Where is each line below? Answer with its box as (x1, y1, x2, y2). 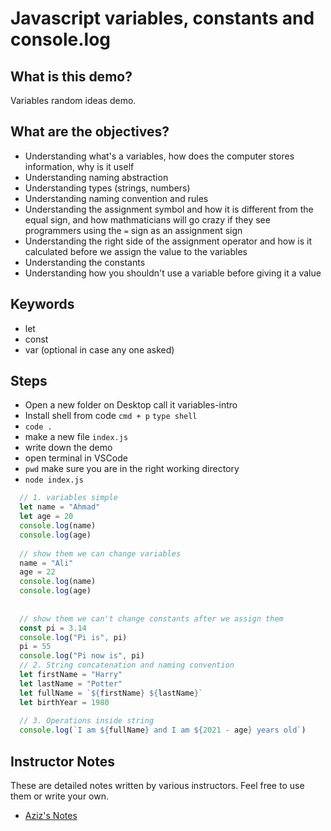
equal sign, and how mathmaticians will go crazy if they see (24, 213, 271, 226)
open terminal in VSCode (24, 452, 128, 464)
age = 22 (19, 567, 56, 577)
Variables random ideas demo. (10, 95, 137, 106)
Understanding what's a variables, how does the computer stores (24, 150, 295, 162)
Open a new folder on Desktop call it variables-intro (24, 399, 238, 411)
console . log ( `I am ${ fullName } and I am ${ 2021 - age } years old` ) (19, 725, 307, 736)
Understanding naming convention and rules (24, 192, 209, 204)
